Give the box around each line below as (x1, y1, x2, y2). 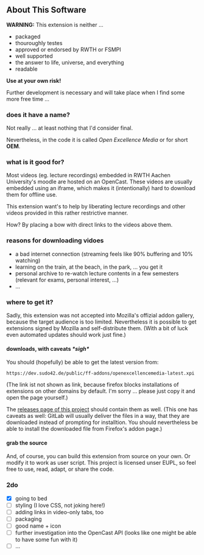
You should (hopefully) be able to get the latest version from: (6, 359, 159, 366)
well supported (15, 52, 53, 60)
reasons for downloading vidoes (6, 236, 104, 245)
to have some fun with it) (15, 536, 78, 543)
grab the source (6, 439, 47, 447)
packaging (15, 515, 42, 523)
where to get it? (6, 298, 54, 306)
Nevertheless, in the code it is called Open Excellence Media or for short (6, 136, 188, 144)
